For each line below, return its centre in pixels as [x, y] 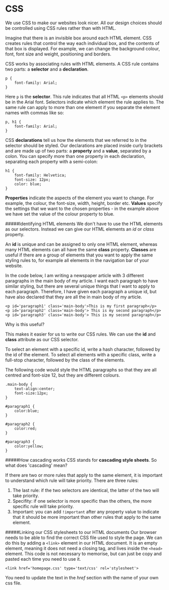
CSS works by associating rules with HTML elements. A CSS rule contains [82, 64]
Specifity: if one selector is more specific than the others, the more [82, 501]
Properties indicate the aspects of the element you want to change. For [80, 198]
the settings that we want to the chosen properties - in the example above [82, 208]
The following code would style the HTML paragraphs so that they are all [81, 369]
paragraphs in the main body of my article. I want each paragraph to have [82, 281]
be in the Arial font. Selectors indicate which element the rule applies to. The [84, 102]
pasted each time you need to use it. [43, 559]
